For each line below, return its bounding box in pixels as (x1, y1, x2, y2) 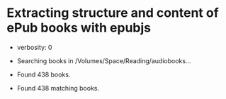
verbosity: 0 (16, 43, 52, 51)
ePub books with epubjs (6, 20, 152, 36)
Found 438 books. (16, 70, 71, 79)
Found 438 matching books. (16, 84, 100, 92)
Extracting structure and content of (6, 5, 219, 21)
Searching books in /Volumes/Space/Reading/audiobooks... (16, 56, 191, 65)
